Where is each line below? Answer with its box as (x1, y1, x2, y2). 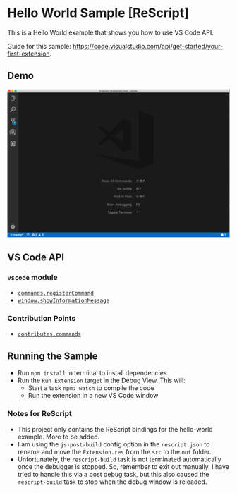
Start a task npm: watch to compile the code (28, 384, 154, 392)
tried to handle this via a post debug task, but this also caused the (17, 470, 209, 478)
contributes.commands (17, 331, 81, 338)
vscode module (7, 272, 58, 282)
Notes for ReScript (7, 409, 72, 419)
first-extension (7, 49, 51, 58)
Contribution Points (7, 314, 76, 324)
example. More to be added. (17, 432, 100, 441)
